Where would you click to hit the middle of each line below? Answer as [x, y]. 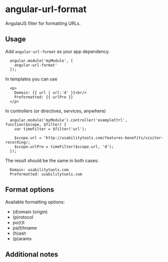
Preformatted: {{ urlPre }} [44, 97]
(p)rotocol [23, 217]
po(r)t [18, 222]
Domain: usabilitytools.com [39, 170]
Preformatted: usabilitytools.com [46, 174]
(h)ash [19, 233]
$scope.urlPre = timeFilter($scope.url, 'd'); [64, 147]
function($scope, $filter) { [36, 124]
